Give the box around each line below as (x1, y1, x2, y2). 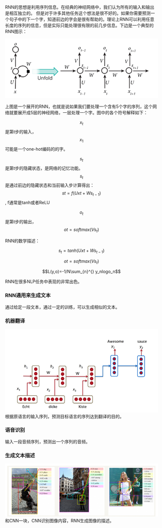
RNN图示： (5, 29, 28, 34)
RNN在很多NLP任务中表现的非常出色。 (5, 279, 82, 284)
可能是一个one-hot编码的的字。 (5, 146, 68, 152)
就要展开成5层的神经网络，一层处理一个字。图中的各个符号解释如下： (9, 110, 148, 116)
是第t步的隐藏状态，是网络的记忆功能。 (5, 165, 83, 171)
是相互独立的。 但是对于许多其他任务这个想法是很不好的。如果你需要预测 (5, 10, 151, 16)
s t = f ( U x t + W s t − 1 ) (62, 190, 101, 197)
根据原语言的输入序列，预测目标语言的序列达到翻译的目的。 (5, 413, 124, 419)
